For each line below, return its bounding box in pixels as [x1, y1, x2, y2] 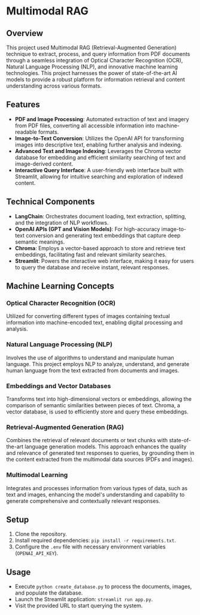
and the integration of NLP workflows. [14, 219, 109, 226]
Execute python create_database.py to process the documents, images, [14, 583, 192, 590]
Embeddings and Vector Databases [6, 382, 111, 390]
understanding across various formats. [6, 82, 102, 89]
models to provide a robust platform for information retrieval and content [6, 76, 186, 83]
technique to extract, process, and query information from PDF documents [6, 50, 190, 58]
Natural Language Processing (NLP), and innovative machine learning [6, 63, 178, 70]
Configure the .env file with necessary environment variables [14, 543, 166, 550]
